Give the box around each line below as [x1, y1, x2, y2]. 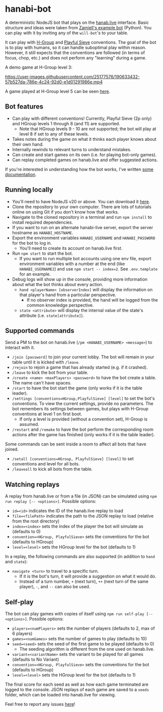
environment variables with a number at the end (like [19, 261, 125, 267]
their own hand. [12, 141, 44, 147]
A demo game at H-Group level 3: [5, 64, 72, 70]
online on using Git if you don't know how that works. [12, 209, 119, 215]
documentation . [5, 172, 37, 177]
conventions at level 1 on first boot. [12, 411, 82, 417]
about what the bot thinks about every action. [12, 281, 104, 287]
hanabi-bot [5, 3, 51, 15]
